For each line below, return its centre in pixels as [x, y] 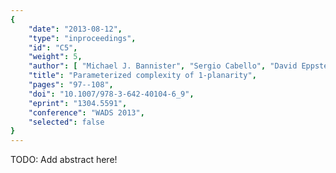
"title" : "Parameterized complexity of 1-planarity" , [142, 76]
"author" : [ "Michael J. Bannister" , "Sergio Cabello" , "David [163, 66]
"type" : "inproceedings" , [82, 38]
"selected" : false [66, 122]
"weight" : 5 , [55, 57]
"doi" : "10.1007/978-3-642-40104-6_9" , [111, 94]
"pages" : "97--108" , [71, 85]
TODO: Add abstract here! [64, 160]
